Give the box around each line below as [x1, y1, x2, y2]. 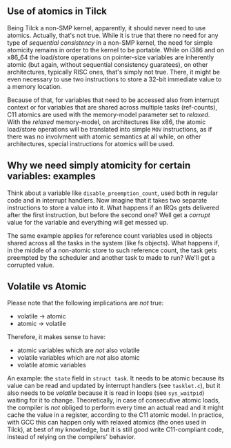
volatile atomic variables [17, 361, 86, 369]
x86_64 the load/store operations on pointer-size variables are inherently [7, 53, 214, 61]
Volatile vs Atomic [7, 281, 87, 292]
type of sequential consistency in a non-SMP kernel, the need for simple [7, 38, 213, 47]
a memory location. [7, 82, 62, 90]
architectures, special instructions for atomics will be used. [7, 139, 174, 147]
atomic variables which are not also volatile [17, 346, 140, 354]
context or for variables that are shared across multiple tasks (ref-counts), [7, 103, 218, 111]
